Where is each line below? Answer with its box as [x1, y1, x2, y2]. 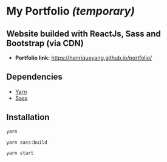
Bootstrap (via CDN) [6, 38, 84, 48]
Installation [6, 112, 50, 122]
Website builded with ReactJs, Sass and [6, 29, 161, 39]
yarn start [6, 150, 34, 157]
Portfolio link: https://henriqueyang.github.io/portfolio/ [15, 54, 152, 62]
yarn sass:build [6, 139, 47, 146]
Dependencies [6, 72, 63, 82]
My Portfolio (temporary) [6, 4, 135, 18]
